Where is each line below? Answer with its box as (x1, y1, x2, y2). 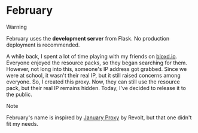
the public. (6, 91, 33, 98)
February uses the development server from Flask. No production (6, 35, 170, 42)
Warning (6, 23, 27, 30)
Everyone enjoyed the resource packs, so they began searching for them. (6, 59, 187, 66)
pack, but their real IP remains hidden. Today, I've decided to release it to (6, 84, 187, 91)
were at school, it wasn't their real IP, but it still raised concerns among (6, 72, 181, 79)
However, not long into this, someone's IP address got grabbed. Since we (6, 65, 187, 72)
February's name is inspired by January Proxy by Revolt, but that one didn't (6, 114, 192, 121)
